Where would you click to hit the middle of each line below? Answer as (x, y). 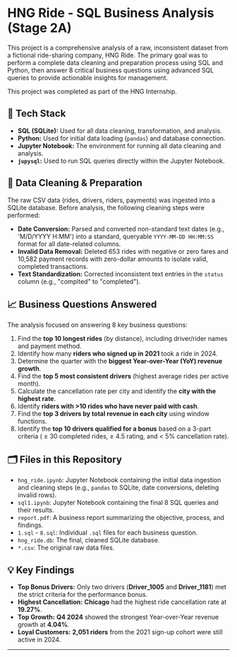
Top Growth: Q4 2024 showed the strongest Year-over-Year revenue (118, 617)
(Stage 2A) (39, 28)
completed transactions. (53, 266)
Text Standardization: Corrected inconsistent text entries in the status (120, 274)
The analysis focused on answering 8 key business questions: (98, 325)
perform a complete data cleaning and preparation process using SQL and (115, 62)
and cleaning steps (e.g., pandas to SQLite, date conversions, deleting (118, 488)
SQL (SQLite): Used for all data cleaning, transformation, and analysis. (120, 130)
